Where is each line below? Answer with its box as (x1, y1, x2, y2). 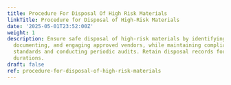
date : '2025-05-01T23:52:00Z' (7, 23, 94, 29)
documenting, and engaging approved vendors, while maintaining (13, 42, 201, 49)
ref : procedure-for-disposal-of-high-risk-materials (7, 67, 162, 74)
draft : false (7, 61, 45, 68)
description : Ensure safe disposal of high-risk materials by (7, 36, 189, 42)
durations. (13, 55, 45, 62)
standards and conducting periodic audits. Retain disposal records (13, 49, 214, 56)
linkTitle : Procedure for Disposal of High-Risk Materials (7, 16, 180, 23)
